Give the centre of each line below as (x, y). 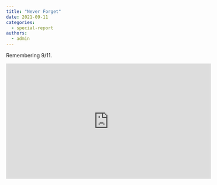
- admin (21, 39)
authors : (17, 33)
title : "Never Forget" (34, 11)
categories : (20, 22)
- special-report (32, 28)
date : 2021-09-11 (27, 17)
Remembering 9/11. (29, 55)
